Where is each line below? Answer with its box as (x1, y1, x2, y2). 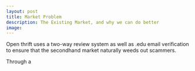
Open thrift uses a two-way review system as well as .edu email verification (6, 41, 190, 48)
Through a (6, 58, 31, 65)
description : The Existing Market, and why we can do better (6, 19, 160, 25)
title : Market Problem (6, 14, 62, 20)
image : (6, 24, 22, 31)
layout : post (6, 8, 38, 15)
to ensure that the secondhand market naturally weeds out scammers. (6, 47, 177, 54)
